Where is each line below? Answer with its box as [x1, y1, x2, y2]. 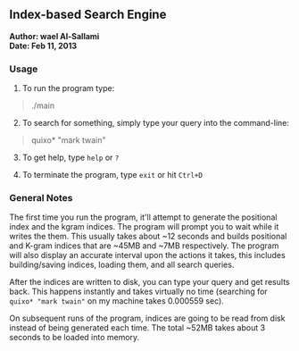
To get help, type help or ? [21, 152, 120, 163]
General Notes [9, 192, 73, 205]
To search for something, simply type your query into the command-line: [21, 118, 290, 129]
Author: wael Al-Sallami [9, 30, 100, 41]
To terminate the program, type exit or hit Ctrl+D [21, 170, 203, 180]
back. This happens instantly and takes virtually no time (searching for [9, 286, 268, 297]
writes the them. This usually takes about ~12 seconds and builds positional [9, 231, 287, 242]
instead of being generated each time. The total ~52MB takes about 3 [9, 322, 266, 333]
